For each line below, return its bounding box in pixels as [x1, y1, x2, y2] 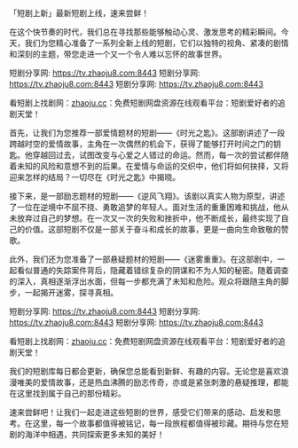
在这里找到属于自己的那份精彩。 [9, 389, 126, 398]
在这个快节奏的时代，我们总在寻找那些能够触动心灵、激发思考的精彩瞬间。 [9, 27, 281, 37]
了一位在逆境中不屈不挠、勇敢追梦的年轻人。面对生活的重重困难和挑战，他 [9, 202, 281, 212]
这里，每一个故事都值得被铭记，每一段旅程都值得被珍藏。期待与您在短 [32, 418, 289, 428]
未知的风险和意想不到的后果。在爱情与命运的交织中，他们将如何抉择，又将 [16, 161, 289, 171]
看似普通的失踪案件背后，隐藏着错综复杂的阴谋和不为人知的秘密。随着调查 [16, 265, 289, 275]
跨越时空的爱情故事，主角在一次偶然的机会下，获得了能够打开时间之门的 [9, 138, 273, 149]
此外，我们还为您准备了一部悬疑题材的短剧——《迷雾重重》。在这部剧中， [9, 254, 278, 264]
